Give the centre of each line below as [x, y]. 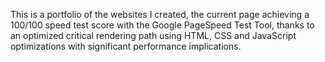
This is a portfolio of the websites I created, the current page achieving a [160, 14]
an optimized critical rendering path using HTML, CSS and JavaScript [153, 35]
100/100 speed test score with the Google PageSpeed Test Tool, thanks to [162, 25]
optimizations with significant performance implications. [126, 46]
